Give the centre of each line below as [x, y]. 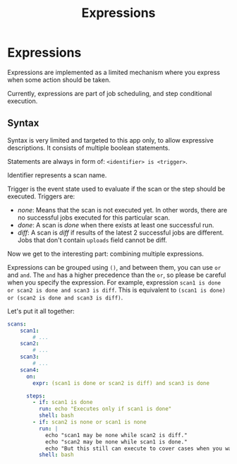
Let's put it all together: [41, 311]
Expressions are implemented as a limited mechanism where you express [114, 72]
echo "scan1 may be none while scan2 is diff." [116, 435]
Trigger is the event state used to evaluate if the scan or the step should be [116, 189]
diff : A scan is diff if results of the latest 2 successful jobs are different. [121, 232]
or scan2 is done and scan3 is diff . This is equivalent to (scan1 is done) [116, 290]
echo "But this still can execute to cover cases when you [133, 448]
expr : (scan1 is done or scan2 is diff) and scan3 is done [121, 383]
